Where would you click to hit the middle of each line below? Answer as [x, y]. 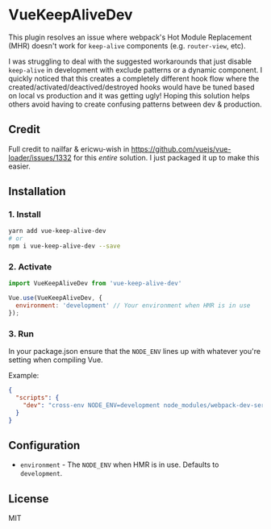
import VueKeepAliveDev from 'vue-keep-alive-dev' [95, 284]
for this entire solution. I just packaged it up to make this [166, 157]
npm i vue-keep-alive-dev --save [65, 246]
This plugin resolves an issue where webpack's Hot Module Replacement [130, 37]
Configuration [44, 445]
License [29, 499]
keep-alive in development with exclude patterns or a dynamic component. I [135, 69]
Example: [24, 376]
